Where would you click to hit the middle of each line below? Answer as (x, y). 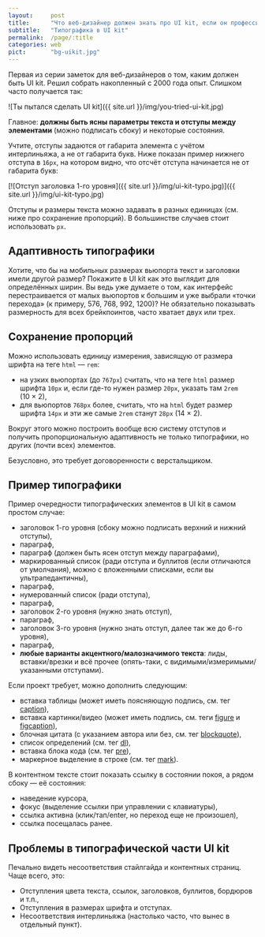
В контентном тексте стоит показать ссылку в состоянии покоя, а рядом (131, 775)
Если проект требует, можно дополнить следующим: (98, 685)
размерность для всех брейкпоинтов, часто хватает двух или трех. (122, 312)
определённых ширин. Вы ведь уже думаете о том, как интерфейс (121, 287)
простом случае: (37, 513)
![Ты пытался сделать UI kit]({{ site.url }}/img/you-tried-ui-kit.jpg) (116, 106)
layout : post (37, 15)
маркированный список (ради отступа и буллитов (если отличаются (135, 562)
